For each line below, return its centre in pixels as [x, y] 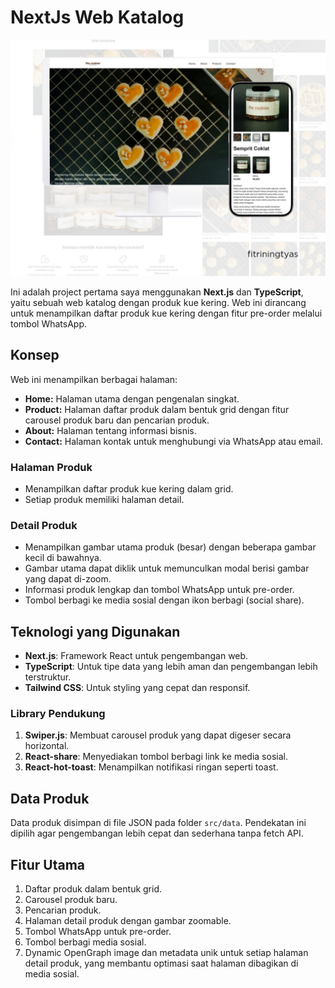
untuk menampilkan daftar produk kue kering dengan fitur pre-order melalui [166, 313]
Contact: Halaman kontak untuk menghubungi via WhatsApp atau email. [173, 441]
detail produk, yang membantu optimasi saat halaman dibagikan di [161, 963]
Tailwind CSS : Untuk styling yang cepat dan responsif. [137, 688]
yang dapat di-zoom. [68, 579]
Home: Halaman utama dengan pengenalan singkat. [132, 398]
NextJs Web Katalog [97, 17]
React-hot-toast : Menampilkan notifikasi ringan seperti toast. [151, 767]
